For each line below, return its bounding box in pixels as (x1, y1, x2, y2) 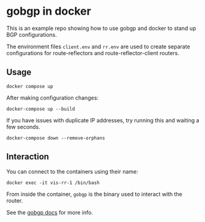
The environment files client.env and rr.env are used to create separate (6, 43, 191, 50)
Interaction (6, 152, 50, 162)
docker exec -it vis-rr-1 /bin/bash (6, 179, 100, 186)
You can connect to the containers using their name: (6, 168, 139, 175)
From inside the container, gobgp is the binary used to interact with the (6, 190, 182, 198)
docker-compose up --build (6, 106, 75, 112)
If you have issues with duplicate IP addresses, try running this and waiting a (6, 116, 199, 124)
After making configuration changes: (6, 94, 99, 102)
